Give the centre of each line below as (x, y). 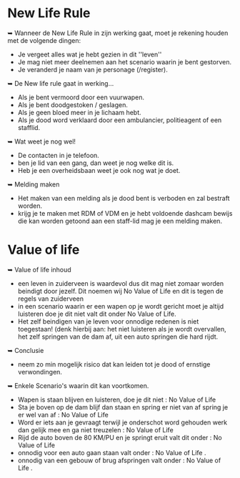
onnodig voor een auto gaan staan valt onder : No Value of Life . (112, 452)
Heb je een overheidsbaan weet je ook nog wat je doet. (99, 170)
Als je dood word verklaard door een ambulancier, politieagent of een (120, 120)
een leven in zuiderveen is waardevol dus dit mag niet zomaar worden (121, 283)
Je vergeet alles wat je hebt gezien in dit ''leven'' (90, 54)
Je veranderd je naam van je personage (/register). (92, 69)
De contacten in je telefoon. (59, 155)
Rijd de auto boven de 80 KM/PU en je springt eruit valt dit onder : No (120, 437)
